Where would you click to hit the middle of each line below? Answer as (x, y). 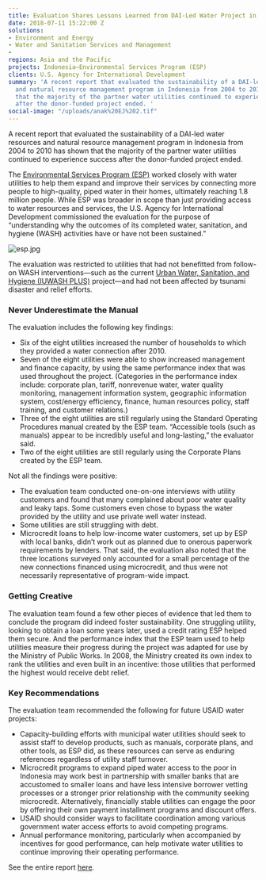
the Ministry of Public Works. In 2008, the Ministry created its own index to (130, 656)
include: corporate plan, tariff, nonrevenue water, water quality (122, 385)
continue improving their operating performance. (99, 851)
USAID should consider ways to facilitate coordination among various (133, 818)
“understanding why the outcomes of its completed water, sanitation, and (128, 225)
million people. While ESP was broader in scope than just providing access (130, 200)
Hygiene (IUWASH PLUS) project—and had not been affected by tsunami (127, 281)
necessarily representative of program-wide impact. (104, 576)
